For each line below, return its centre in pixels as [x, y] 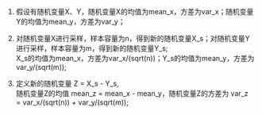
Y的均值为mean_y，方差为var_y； [70, 21]
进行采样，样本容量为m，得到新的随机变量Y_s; [92, 48]
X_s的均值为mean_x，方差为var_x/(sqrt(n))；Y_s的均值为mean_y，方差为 [135, 58]
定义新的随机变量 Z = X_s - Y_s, [67, 83]
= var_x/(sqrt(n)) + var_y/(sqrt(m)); [72, 102]
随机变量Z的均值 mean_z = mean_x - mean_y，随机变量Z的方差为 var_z [132, 93]
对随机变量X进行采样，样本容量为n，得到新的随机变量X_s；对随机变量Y [133, 38]
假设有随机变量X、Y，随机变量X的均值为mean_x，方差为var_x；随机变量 [135, 11]
